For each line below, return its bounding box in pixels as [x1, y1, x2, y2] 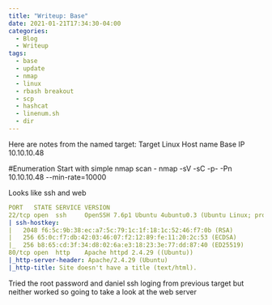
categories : [8, 27, 49, 35]
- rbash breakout [15, 87, 74, 95]
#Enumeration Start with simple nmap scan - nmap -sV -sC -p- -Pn [8, 163, 232, 173]
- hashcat [15, 102, 49, 110]
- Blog [15, 34, 38, 43]
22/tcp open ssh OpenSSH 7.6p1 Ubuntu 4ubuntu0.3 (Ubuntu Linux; [8, 211, 252, 219]
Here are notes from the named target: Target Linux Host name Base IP [8, 139, 245, 149]
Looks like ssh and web [8, 188, 87, 197]
